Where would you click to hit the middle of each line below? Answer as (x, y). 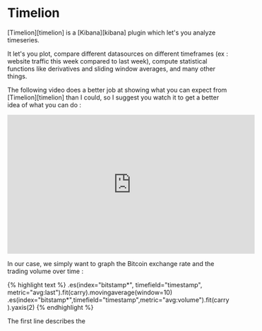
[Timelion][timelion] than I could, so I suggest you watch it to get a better (113, 97)
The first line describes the (47, 321)
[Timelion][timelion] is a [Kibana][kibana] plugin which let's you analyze (112, 32)
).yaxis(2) (21, 307)
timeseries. (24, 40)
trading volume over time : (45, 271)
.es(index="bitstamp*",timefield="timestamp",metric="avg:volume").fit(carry (118, 300)
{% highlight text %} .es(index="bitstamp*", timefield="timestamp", (105, 284)
